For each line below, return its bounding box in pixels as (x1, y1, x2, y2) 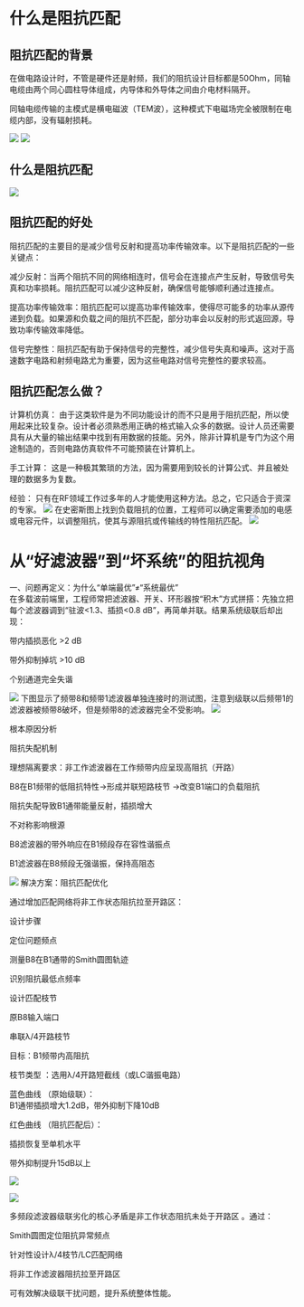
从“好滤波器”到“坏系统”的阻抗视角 (9, 551, 266, 571)
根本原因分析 (9, 724, 57, 734)
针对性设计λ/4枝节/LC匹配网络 (9, 1249, 124, 1260)
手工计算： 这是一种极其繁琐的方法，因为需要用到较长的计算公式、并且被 (9, 462, 281, 473)
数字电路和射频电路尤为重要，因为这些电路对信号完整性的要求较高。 (16, 355, 271, 365)
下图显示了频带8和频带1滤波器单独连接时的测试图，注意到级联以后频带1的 (20, 693, 294, 704)
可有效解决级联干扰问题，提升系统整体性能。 (9, 1288, 176, 1299)
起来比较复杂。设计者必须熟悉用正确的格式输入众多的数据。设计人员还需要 (16, 421, 295, 431)
